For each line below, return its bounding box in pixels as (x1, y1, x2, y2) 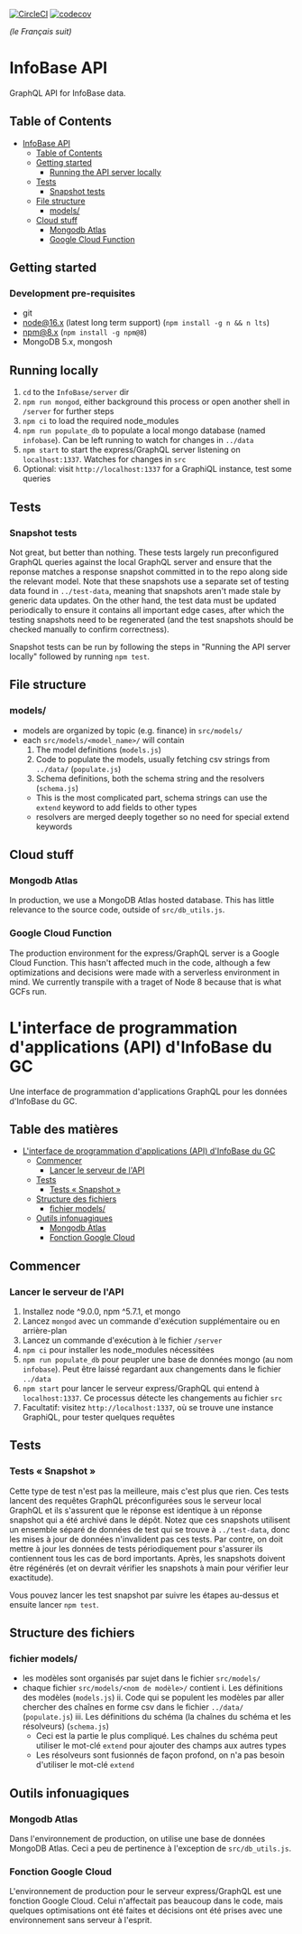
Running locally (9, 363, 99, 378)
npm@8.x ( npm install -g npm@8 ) (22, 326, 147, 338)
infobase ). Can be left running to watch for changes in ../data (22, 435, 254, 446)
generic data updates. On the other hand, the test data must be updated (9, 595, 277, 606)
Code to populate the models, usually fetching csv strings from (35, 753, 270, 764)
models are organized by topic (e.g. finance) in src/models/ (22, 724, 243, 736)
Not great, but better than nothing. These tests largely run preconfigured (9, 547, 279, 558)
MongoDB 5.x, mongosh (22, 336, 113, 347)
